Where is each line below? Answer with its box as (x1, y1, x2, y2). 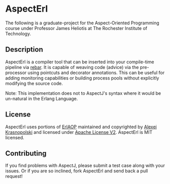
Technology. (5, 30, 31, 36)
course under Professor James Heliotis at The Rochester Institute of (5, 25, 148, 31)
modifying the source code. (5, 80, 63, 86)
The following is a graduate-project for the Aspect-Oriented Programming (5, 20, 159, 26)
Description (5, 45, 43, 54)
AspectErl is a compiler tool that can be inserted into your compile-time (5, 59, 154, 65)
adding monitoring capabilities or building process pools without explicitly (5, 75, 159, 81)
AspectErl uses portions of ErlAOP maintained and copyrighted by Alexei (5, 124, 157, 130)
